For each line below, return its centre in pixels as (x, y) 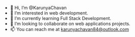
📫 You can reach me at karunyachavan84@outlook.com (69, 29)
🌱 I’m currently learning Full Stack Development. (61, 18)
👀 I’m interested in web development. (49, 13)
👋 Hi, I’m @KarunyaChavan (38, 8)
